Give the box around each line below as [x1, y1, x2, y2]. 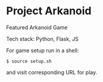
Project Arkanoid [6, 4, 92, 18]
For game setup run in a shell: [6, 46, 79, 54]
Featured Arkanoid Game [6, 24, 68, 31]
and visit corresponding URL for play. [6, 68, 98, 75]
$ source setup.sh [6, 58, 52, 64]
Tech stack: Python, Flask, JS [6, 35, 79, 42]
